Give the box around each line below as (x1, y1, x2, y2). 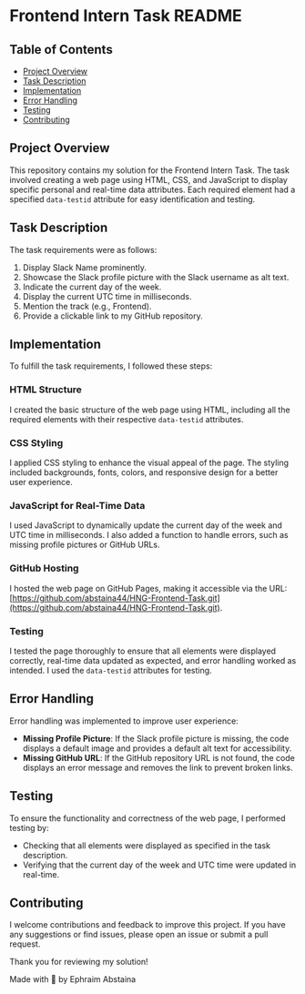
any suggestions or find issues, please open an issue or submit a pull (9, 929, 269, 940)
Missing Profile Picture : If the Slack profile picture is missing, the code (22, 733, 290, 744)
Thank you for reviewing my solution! (9, 957, 148, 968)
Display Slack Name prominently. (22, 261, 147, 273)
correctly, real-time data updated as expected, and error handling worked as (9, 654, 297, 665)
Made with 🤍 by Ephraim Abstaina (9, 974, 137, 985)
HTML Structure (9, 383, 82, 396)
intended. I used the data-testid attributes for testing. (9, 664, 212, 675)
